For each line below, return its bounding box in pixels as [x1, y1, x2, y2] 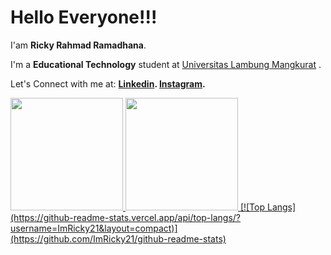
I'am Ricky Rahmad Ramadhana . [10, 39, 147, 51]
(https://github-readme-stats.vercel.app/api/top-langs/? [10, 211, 242, 223]
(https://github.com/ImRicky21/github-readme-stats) [10, 232, 227, 245]
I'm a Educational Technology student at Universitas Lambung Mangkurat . [10, 58, 322, 70]
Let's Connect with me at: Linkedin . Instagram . [10, 77, 206, 90]
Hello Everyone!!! [10, 6, 158, 29]
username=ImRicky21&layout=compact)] [10, 222, 178, 234]
